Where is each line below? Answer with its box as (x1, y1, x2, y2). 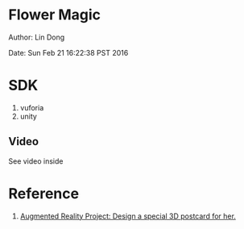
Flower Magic (8, 6, 101, 24)
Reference (8, 184, 79, 202)
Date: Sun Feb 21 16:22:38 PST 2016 (8, 48, 129, 57)
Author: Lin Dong (8, 32, 65, 42)
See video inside (8, 156, 64, 166)
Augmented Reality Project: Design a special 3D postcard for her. (19, 211, 236, 221)
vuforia (19, 102, 44, 112)
